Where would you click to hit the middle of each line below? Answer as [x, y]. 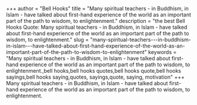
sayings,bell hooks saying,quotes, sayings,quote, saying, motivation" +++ [96, 77]
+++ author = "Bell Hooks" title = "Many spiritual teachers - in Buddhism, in [98, 9]
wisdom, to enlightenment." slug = [48, 40]
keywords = [162, 52]
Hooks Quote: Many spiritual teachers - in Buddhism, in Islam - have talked [97, 27]
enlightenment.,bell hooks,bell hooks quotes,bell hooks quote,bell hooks [94, 71]
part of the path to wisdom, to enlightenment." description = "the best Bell [96, 21]
